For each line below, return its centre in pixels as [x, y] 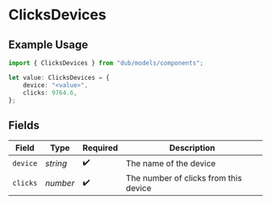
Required [100, 148]
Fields [24, 125]
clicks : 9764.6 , [50, 93]
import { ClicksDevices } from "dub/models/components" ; [106, 63]
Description [192, 148]
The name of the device [171, 163]
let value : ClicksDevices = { [59, 77]
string [56, 163]
